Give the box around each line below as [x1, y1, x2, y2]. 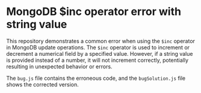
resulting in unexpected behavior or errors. [6, 62, 113, 70]
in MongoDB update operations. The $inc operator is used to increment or [6, 44, 190, 51]
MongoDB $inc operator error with [6, 5, 182, 19]
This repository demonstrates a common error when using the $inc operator [6, 37, 196, 44]
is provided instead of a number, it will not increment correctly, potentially [6, 56, 188, 64]
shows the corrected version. [6, 80, 79, 88]
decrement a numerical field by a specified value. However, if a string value [6, 50, 193, 57]
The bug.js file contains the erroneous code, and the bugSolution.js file [6, 74, 186, 82]
